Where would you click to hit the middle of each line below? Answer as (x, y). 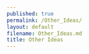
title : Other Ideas (35, 40)
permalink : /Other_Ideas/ (44, 20)
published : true (30, 14)
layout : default (30, 27)
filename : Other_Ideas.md (44, 33)
